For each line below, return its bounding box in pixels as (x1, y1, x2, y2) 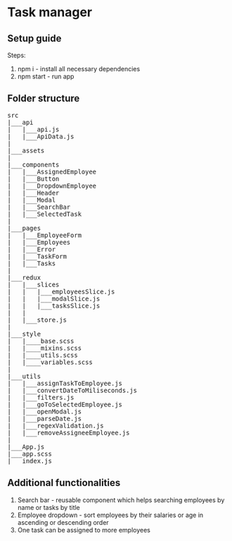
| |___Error (7, 245, 56, 253)
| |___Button (7, 174, 60, 183)
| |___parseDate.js (7, 414, 82, 423)
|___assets (7, 146, 45, 154)
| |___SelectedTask (7, 209, 82, 218)
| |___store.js (7, 315, 67, 324)
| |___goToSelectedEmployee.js (7, 400, 123, 408)
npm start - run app (17, 72, 75, 80)
